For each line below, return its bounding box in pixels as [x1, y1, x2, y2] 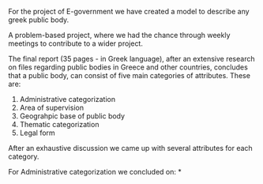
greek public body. [8, 15, 70, 24]
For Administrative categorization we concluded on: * [8, 167, 182, 176]
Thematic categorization [19, 120, 100, 129]
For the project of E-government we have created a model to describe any [8, 7, 250, 16]
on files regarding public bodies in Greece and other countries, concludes [8, 62, 249, 72]
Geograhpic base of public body [19, 111, 125, 121]
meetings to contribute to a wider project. [8, 39, 144, 48]
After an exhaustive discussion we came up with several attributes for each [8, 144, 253, 152]
